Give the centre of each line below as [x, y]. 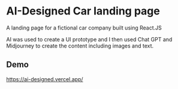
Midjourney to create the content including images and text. [80, 46]
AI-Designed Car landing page [83, 11]
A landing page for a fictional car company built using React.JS [84, 28]
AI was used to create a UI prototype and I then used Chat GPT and [89, 39]
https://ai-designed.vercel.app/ [45, 79]
